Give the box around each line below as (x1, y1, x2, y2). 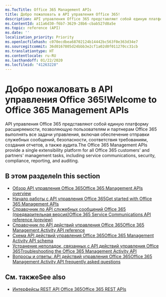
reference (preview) (12, 216, 53, 222)
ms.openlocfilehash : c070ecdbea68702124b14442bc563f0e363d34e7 (5, 40, 138, 44)
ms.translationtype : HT (5, 48, 54, 53)
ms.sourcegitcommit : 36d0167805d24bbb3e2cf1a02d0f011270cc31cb (5, 44, 138, 49)
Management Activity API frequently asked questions (12, 258, 121, 264)
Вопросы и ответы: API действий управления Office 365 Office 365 (12, 253, 152, 259)
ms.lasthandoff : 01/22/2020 (5, 58, 63, 63)
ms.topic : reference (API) (5, 26, 61, 31)
